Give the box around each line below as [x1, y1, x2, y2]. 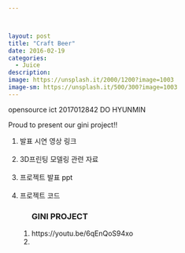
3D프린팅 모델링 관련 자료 [19, 154, 99, 163]
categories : [8, 54, 47, 62]
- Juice [15, 61, 41, 69]
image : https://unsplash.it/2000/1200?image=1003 [8, 76, 175, 84]
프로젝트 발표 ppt [19, 172, 73, 181]
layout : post [8, 32, 51, 40]
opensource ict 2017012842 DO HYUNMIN [8, 104, 146, 114]
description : [8, 68, 51, 77]
